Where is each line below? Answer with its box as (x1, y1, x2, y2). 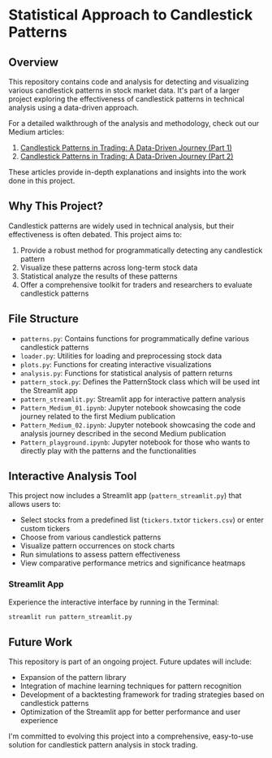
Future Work (8, 635, 73, 649)
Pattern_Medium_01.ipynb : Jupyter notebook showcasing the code (19, 402, 241, 412)
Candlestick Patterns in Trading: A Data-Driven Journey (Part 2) (19, 152, 234, 161)
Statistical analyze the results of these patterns (19, 271, 179, 281)
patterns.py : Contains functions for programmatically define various (19, 333, 249, 343)
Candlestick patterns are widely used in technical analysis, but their (8, 221, 235, 231)
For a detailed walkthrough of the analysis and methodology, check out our (8, 119, 260, 128)
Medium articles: (8, 128, 65, 136)
